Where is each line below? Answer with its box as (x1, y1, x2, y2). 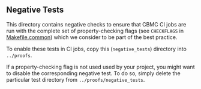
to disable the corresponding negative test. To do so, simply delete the (6, 69, 181, 77)
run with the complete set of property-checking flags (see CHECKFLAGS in (6, 27, 184, 34)
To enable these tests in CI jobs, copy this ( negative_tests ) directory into (6, 45, 187, 52)
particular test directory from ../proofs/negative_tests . (6, 76, 145, 83)
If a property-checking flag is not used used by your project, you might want (6, 63, 195, 70)
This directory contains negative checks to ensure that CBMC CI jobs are (6, 20, 187, 28)
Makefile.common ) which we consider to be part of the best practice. (6, 33, 178, 41)
